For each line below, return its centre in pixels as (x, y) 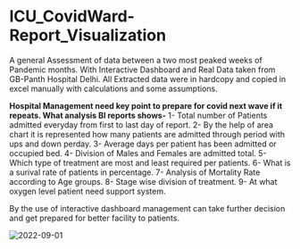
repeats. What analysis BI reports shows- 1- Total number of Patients (138, 115)
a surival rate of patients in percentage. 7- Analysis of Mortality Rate (135, 172)
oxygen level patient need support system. (87, 191)
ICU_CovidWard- (72, 17)
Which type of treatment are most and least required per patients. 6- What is (150, 162)
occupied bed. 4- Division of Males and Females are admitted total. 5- (138, 153)
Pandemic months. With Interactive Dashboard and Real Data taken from (142, 70)
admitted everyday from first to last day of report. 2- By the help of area (142, 124)
